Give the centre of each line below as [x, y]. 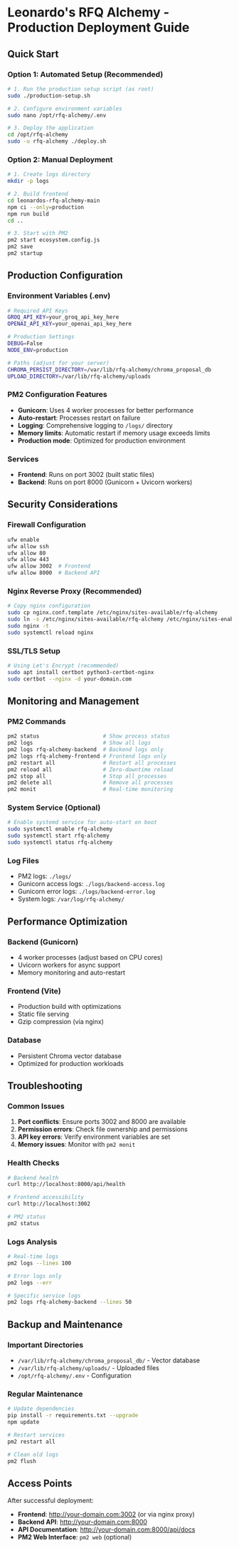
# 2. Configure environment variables [65, 109]
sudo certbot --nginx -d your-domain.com [70, 679]
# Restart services [36, 1435]
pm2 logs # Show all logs [79, 743]
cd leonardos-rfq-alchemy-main [54, 201]
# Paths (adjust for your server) [59, 363]
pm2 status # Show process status [89, 736]
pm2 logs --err [30, 1282]
